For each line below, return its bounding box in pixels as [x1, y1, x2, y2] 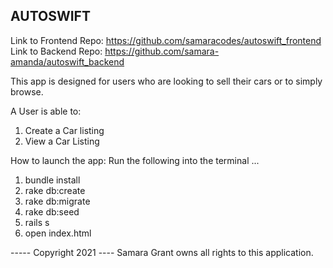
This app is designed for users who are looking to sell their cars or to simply [10, 75, 323, 87]
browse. [10, 85, 44, 98]
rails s [24, 216, 50, 228]
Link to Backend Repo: [10, 45, 103, 57]
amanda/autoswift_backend [10, 55, 125, 68]
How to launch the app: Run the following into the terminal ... [10, 154, 260, 166]
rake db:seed [24, 205, 80, 218]
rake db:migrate [24, 195, 91, 207]
